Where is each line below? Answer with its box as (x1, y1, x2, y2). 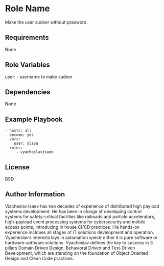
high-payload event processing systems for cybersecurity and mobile (5, 219, 146, 225)
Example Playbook (5, 115, 63, 123)
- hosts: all (5, 128, 32, 133)
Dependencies (5, 88, 50, 96)
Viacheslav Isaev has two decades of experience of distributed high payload (5, 203, 160, 209)
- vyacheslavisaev (16, 150, 54, 155)
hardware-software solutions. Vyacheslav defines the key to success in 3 (5, 239, 153, 245)
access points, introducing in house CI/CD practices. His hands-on (5, 224, 140, 230)
